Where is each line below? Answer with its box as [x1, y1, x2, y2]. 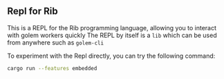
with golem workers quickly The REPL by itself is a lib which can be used [7, 31, 217, 39]
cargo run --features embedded [7, 65, 97, 71]
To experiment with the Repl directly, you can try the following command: [7, 52, 216, 60]
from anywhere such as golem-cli [7, 38, 104, 47]
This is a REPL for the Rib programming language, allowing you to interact [7, 23, 216, 32]
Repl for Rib [7, 5, 58, 17]
